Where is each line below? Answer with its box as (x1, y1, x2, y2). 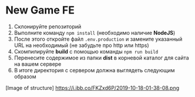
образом (14, 73, 36, 80)
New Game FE (5, 4, 75, 17)
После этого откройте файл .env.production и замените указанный (14, 35, 183, 42)
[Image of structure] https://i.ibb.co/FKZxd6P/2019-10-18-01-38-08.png (5, 84, 180, 91)
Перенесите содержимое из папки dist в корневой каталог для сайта (14, 54, 189, 61)
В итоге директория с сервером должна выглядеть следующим (14, 66, 175, 73)
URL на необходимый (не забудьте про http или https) (14, 42, 149, 49)
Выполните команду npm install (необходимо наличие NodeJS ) (14, 29, 176, 36)
